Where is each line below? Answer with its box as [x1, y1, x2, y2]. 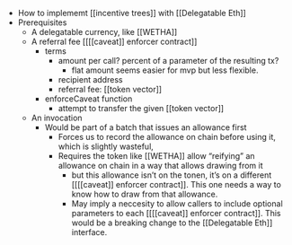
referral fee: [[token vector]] [58, 84, 163, 94]
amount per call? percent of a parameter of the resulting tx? [58, 56, 279, 66]
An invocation [31, 112, 83, 123]
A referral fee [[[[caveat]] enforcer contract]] [31, 36, 198, 47]
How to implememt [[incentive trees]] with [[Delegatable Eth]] [17, 8, 247, 18]
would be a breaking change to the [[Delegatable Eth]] [71, 217, 273, 228]
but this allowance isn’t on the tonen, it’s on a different [71, 170, 272, 180]
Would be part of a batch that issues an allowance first [44, 122, 247, 133]
